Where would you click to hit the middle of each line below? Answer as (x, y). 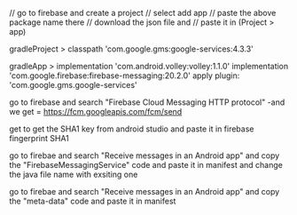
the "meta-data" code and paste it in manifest (93, 201)
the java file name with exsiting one (74, 174)
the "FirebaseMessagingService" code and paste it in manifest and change (146, 165)
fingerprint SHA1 (39, 138)
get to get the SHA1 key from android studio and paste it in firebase (132, 129)
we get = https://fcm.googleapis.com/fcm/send (96, 111)
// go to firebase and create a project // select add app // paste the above (143, 13)
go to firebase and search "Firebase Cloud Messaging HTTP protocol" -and (147, 102)
